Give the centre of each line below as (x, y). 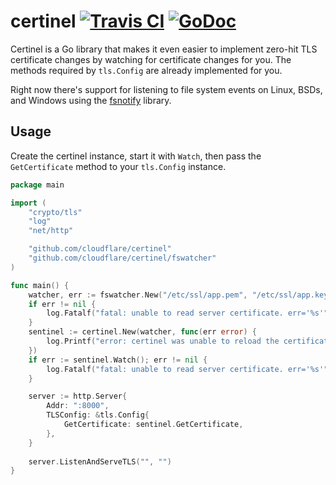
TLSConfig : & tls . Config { (98, 415)
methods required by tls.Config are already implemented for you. (146, 70)
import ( (28, 203)
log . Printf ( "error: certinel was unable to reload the (163, 341)
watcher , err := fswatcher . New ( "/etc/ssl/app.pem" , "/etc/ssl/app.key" (180, 295)
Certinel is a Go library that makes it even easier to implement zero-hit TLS (164, 49)
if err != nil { (62, 304)
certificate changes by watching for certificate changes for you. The (151, 59)
